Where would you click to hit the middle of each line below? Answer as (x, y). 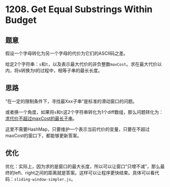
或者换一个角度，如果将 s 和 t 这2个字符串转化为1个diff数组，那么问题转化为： (84, 112)
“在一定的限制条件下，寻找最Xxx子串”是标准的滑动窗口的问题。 (71, 101)
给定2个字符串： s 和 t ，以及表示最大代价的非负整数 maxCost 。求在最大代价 (81, 64)
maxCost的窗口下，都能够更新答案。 (44, 135)
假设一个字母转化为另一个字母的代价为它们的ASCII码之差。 (67, 53)
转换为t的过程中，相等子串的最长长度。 (62, 70)
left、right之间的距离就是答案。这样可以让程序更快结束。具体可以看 (84, 173)
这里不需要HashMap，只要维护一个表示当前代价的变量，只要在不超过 (78, 129)
